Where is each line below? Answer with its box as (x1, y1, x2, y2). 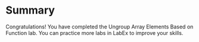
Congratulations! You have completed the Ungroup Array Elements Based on (5, 23, 194, 30)
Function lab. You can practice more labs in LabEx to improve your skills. (5, 29, 184, 36)
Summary (5, 4, 55, 17)
